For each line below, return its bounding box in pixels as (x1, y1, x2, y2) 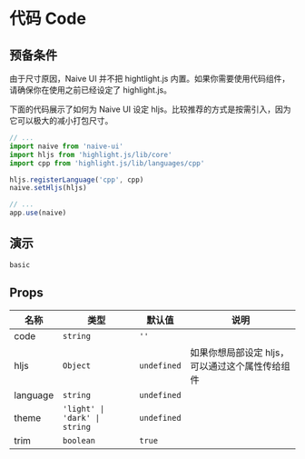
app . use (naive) (9, 208, 67, 218)
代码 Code (9, 8, 86, 29)
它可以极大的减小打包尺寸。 (9, 115, 113, 125)
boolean (62, 435, 96, 445)
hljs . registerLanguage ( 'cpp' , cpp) (9, 175, 144, 185)
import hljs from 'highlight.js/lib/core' (9, 150, 172, 159)
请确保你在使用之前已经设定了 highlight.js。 (9, 85, 172, 95)
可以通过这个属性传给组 (190, 360, 290, 373)
